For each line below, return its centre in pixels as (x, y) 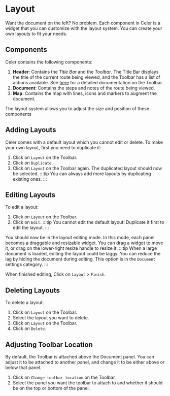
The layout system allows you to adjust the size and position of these (77, 108)
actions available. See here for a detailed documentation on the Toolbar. (88, 82)
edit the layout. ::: (31, 228)
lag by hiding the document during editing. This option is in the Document (80, 259)
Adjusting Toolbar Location (49, 344)
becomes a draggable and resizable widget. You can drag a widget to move (84, 243)
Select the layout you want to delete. (51, 318)
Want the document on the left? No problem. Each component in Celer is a (83, 23)
